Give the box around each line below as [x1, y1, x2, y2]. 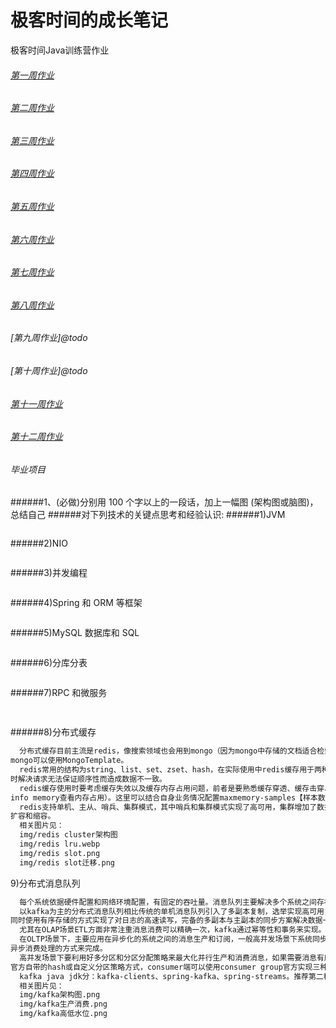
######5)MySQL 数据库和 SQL [10, 627, 140, 639]
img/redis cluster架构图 [19, 830, 118, 840]
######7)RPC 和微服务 [10, 687, 108, 699]
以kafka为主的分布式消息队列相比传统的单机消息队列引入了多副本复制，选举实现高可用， [19, 906, 332, 916]
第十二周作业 [10, 431, 63, 443]
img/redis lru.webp [19, 839, 101, 850]
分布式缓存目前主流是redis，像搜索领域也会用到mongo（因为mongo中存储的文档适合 [19, 746, 318, 756]
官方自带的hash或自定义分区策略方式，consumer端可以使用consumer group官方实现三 [10, 962, 321, 972]
